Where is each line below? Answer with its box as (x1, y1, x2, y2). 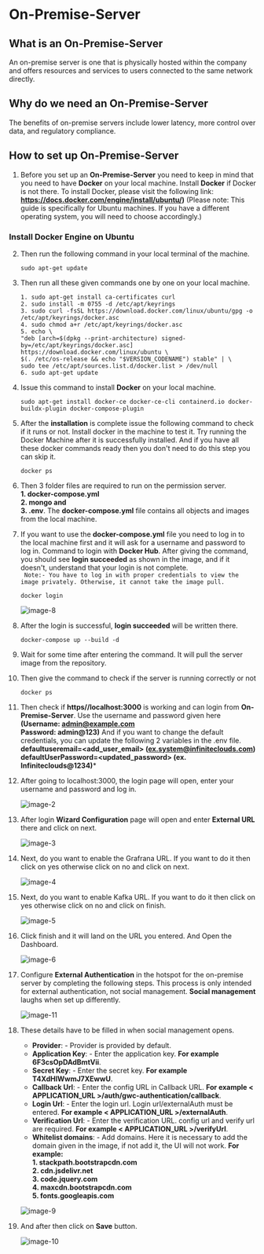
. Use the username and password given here (73, 710, 221, 720)
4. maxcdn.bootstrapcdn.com (31, 1182, 132, 1192)
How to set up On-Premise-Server (9, 149, 179, 163)
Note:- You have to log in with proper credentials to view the (24, 571, 239, 579)
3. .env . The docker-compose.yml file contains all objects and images (20, 505, 250, 515)
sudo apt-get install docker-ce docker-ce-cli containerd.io (20, 398, 225, 405)
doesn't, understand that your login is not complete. (20, 563, 189, 572)
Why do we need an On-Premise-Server (9, 97, 209, 111)
